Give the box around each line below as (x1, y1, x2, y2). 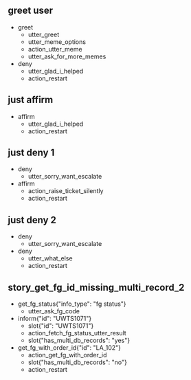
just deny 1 (8, 147, 55, 159)
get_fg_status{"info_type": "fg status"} (17, 300, 126, 308)
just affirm (8, 94, 54, 106)
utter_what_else (27, 254, 73, 262)
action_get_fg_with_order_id (27, 351, 107, 359)
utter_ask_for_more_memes (27, 52, 106, 60)
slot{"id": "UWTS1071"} (27, 322, 94, 330)
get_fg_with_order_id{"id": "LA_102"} (17, 344, 122, 352)
